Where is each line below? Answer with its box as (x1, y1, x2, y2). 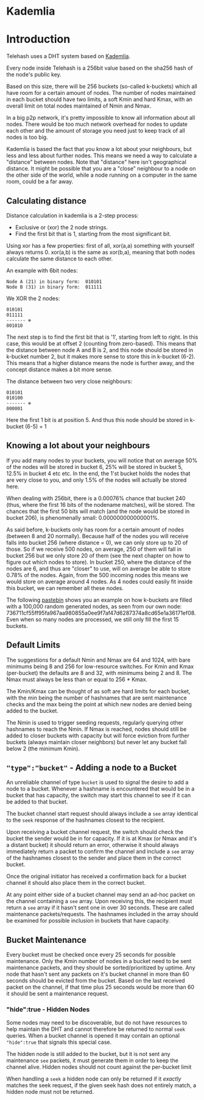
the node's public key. (6, 71, 62, 78)
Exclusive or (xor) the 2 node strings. (15, 223, 108, 231)
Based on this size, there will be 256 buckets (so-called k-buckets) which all (6, 83, 198, 90)
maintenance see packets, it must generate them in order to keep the (6, 1057, 178, 1065)
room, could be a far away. (6, 178, 74, 185)
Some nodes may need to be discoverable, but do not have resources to (6, 1019, 188, 1027)
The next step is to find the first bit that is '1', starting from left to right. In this (6, 333, 199, 341)
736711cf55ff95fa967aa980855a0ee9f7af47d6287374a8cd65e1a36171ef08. (6, 609, 196, 616)
